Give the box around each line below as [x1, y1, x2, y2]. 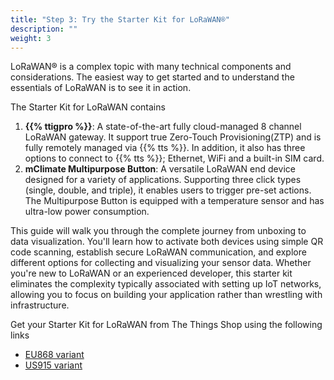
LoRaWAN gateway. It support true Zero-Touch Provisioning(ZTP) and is [24, 131, 322, 143]
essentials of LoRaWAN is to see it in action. [10, 82, 192, 94]
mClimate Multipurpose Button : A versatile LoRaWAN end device [24, 163, 296, 175]
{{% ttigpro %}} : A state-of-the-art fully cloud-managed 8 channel [24, 121, 302, 133]
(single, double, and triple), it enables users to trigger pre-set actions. [24, 184, 312, 196]
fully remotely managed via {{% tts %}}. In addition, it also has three [24, 142, 306, 154]
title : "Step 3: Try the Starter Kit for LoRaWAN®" [10, 14, 230, 25]
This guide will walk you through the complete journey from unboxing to [10, 225, 307, 237]
